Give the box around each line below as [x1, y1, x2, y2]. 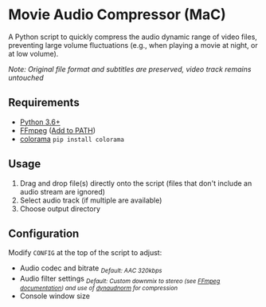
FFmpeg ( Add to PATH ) [19, 125, 96, 135]
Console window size [19, 291, 90, 301]
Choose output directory [19, 203, 101, 213]
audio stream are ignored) [19, 187, 106, 196]
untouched [8, 73, 44, 82]
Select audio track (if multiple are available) [19, 195, 162, 205]
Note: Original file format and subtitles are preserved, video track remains [8, 64, 252, 73]
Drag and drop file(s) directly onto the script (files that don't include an [19, 178, 252, 188]
